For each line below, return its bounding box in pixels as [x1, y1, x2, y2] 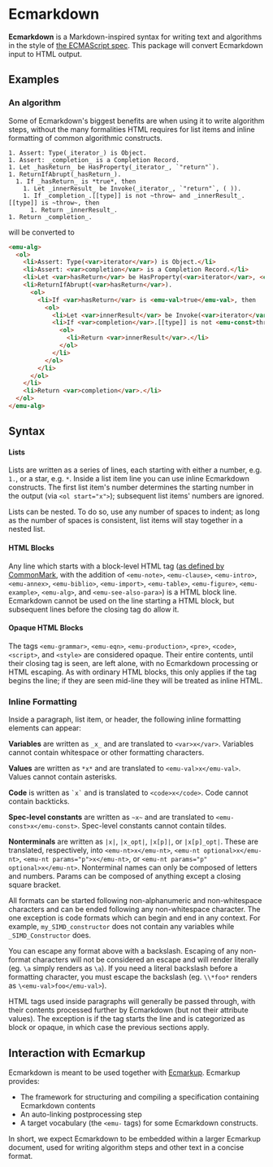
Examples [8, 72, 59, 86]
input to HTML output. [8, 49, 83, 59]
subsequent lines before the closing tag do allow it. [8, 604, 180, 614]
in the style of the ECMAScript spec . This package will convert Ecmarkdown [8, 40, 264, 50]
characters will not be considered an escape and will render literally [32, 954, 259, 965]
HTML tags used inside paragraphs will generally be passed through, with [8, 997, 256, 1007]
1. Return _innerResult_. [29, 205, 118, 214]
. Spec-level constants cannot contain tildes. [77, 821, 227, 831]
